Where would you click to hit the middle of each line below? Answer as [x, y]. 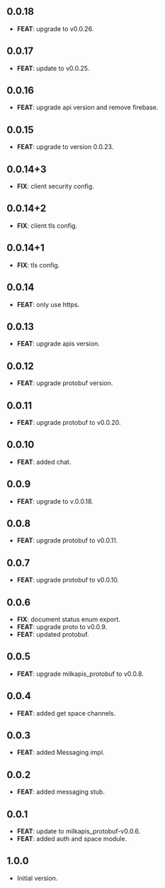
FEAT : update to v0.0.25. [53, 68]
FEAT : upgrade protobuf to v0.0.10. [68, 580]
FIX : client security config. [56, 187]
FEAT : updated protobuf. [53, 634]
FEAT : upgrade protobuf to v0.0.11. [67, 540]
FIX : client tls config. [47, 226]
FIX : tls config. [38, 265]
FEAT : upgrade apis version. [58, 344]
